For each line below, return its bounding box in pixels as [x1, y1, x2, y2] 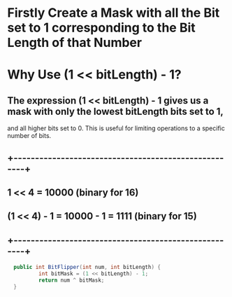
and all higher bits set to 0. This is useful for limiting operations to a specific [7, 124, 225, 132]
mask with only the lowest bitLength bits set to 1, [7, 105, 224, 117]
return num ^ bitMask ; [38, 277, 105, 284]
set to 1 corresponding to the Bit [7, 20, 196, 36]
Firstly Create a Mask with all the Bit [7, 5, 220, 21]
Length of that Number [7, 35, 142, 50]
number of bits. [7, 132, 52, 140]
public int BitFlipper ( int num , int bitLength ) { [13, 264, 161, 271]
